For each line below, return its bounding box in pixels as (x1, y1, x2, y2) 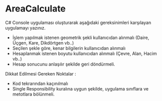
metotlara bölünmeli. (12, 91, 55, 97)
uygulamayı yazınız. (5, 24, 46, 30)
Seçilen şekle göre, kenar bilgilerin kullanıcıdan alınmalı (12, 45, 126, 51)
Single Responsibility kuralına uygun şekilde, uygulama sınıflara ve (12, 85, 149, 91)
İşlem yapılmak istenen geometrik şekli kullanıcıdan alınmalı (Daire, (12, 34, 150, 40)
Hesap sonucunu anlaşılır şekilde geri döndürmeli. (12, 61, 116, 67)
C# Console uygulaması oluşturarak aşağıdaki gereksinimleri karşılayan (5, 19, 151, 25)
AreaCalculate (5, 3, 66, 14)
